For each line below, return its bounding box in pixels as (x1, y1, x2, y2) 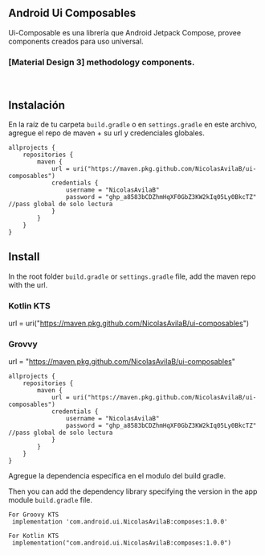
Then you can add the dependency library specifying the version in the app (8, 487, 258, 496)
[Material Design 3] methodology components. (8, 56, 195, 68)
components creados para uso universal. (8, 36, 144, 46)
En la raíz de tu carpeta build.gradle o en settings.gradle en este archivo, (8, 119, 258, 129)
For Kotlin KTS (8, 532, 59, 541)
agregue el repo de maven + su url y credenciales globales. (8, 128, 205, 138)
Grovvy (8, 338, 38, 350)
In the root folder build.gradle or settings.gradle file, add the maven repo (8, 271, 256, 281)
